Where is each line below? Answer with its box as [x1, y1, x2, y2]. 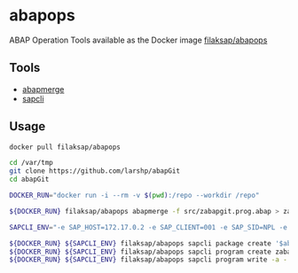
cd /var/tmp [9, 159, 53, 168]
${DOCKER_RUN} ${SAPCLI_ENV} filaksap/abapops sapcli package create [9, 238, 272, 248]
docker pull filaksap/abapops [9, 143, 122, 152]
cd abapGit [9, 175, 50, 184]
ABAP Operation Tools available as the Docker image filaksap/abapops [9, 35, 268, 45]
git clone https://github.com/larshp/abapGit [9, 167, 180, 175]
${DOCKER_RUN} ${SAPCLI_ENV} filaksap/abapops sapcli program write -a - [9, 255, 288, 264]
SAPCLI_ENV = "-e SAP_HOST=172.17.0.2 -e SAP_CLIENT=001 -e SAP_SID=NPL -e [9, 222, 288, 231]
